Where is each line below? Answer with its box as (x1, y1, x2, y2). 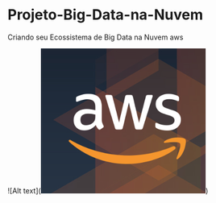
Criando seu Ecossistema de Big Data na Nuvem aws (7, 32, 184, 42)
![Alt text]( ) (7, 185, 209, 195)
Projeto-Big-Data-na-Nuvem (7, 6, 203, 24)
